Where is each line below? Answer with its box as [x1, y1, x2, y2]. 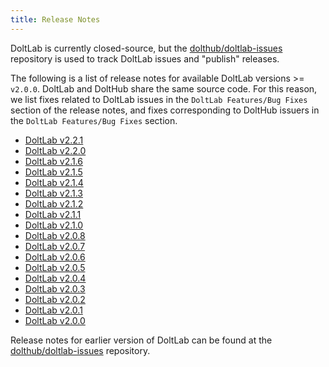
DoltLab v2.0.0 [24, 314, 86, 326]
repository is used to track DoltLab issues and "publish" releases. [10, 52, 280, 65]
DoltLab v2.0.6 [24, 251, 86, 263]
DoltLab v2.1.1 [24, 208, 82, 220]
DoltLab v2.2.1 [24, 134, 84, 146]
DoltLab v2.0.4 [24, 272, 87, 284]
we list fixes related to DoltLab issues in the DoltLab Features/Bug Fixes [10, 93, 308, 105]
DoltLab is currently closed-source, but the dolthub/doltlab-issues [10, 42, 283, 54]
